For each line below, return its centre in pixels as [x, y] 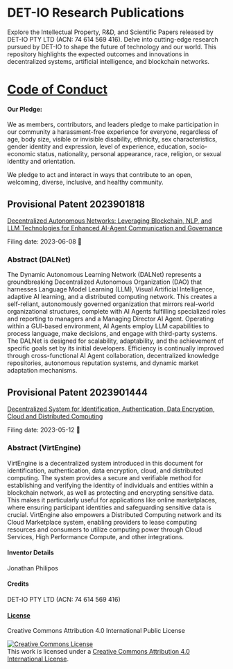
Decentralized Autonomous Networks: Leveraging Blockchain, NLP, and [110, 221]
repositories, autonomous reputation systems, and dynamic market [103, 363]
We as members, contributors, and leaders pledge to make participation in [113, 125]
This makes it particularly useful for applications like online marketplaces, [112, 500]
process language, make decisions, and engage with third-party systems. [112, 334]
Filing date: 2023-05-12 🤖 [44, 430]
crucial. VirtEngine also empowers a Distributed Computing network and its [114, 514]
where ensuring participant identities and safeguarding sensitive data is [109, 507]
